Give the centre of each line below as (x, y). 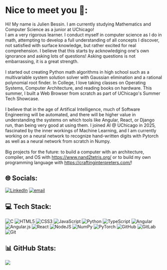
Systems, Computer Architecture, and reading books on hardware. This (78, 88)
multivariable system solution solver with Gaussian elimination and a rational (84, 77)
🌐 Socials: (21, 178)
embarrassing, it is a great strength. (42, 61)
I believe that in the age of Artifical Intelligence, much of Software (73, 109)
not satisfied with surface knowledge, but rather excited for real (71, 45)
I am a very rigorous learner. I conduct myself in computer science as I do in (83, 35)
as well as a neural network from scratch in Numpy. (58, 141)
